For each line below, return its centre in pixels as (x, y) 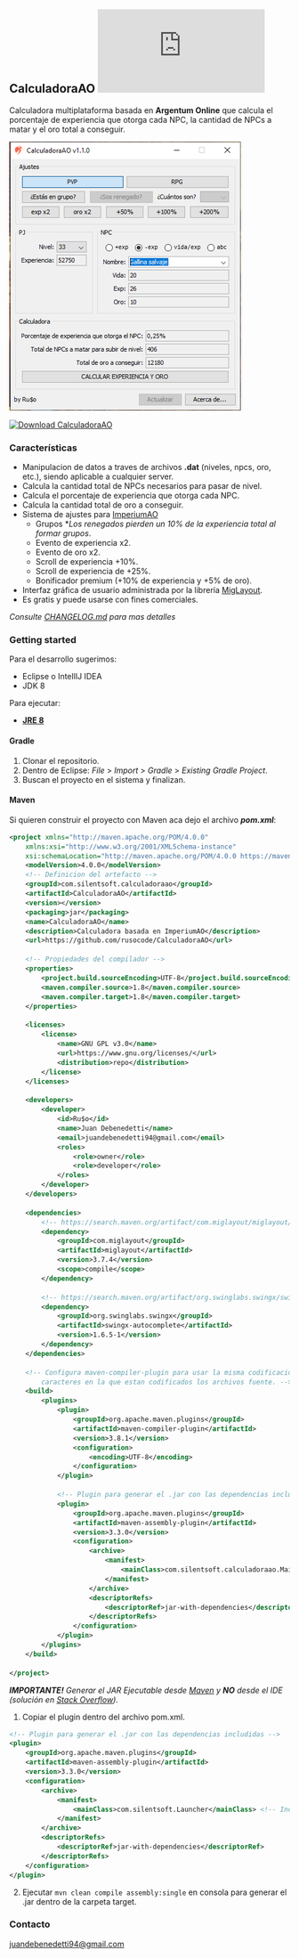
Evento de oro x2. (68, 552)
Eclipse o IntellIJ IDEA (62, 677)
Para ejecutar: (35, 703)
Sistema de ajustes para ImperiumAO (90, 515)
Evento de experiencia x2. (83, 543)
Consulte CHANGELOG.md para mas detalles (93, 617)
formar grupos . (63, 533)
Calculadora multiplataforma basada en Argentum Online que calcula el (141, 110)
